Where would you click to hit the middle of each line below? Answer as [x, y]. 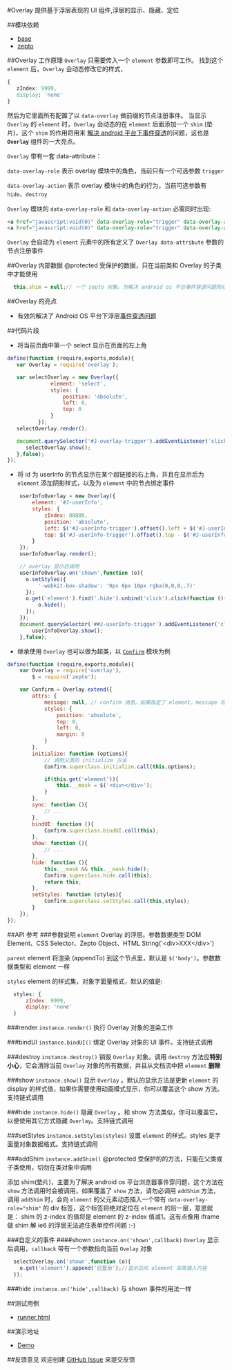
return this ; [62, 882]
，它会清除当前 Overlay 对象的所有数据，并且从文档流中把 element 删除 [120, 1065]
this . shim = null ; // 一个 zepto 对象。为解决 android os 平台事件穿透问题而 [117, 287]
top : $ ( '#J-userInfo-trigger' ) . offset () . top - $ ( [117, 535]
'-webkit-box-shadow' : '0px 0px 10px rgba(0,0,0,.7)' [117, 586]
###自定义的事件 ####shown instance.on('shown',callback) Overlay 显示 [113, 1240]
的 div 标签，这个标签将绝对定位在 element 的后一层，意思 [125, 1208]
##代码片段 [23, 331]
